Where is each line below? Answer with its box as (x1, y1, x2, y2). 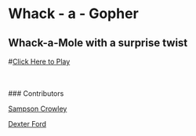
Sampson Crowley (8, 104, 67, 113)
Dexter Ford (8, 119, 47, 128)
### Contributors (8, 89, 64, 98)
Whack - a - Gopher (8, 5, 139, 23)
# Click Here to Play (8, 57, 71, 66)
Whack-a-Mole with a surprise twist (8, 36, 188, 50)
